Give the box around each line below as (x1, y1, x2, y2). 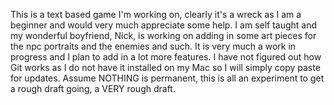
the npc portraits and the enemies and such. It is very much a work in (10, 40, 297, 52)
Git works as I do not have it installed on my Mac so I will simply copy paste (10, 62, 321, 73)
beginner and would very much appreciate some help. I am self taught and (10, 19, 318, 31)
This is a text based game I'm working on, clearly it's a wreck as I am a (10, 9, 302, 20)
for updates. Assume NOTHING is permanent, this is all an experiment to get (10, 72, 325, 84)
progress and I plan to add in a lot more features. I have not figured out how (10, 51, 322, 63)
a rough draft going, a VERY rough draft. (10, 83, 176, 94)
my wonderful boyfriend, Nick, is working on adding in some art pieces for (10, 30, 317, 41)
